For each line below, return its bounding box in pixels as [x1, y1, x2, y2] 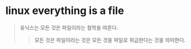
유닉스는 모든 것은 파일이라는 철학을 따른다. [19, 24, 119, 31]
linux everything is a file [5, 4, 124, 17]
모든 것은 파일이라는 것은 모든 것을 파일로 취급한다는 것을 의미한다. [34, 36, 186, 43]
